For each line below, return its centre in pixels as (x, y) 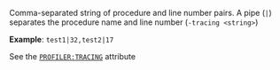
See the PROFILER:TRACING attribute (72, 56)
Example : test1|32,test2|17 (62, 39)
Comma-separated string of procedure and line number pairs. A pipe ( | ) (140, 13)
